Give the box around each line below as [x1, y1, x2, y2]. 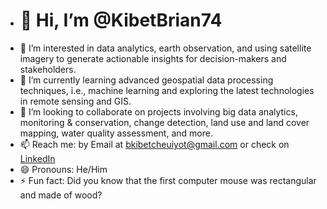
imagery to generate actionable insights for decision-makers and [19, 52, 287, 64]
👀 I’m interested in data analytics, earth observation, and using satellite [19, 42, 312, 54]
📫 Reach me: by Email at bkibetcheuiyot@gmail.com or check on [19, 138, 290, 150]
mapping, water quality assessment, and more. [19, 127, 213, 139]
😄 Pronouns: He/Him [19, 163, 108, 175]
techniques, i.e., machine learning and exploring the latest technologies [19, 84, 315, 96]
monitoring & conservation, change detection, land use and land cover [19, 116, 310, 128]
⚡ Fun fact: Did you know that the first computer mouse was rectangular [19, 174, 317, 186]
